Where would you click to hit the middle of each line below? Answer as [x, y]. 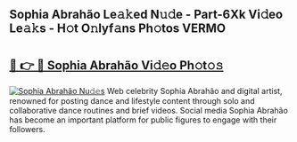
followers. [28, 129]
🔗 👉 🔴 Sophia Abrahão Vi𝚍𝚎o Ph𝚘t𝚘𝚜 [117, 65]
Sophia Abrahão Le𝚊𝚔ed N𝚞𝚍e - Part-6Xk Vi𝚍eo [146, 15]
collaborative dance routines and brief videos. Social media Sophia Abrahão [148, 110]
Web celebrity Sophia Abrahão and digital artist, [194, 91]
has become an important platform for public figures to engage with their [143, 120]
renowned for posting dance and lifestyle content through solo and [132, 101]
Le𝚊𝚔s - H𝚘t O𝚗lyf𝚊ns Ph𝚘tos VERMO [118, 29]
